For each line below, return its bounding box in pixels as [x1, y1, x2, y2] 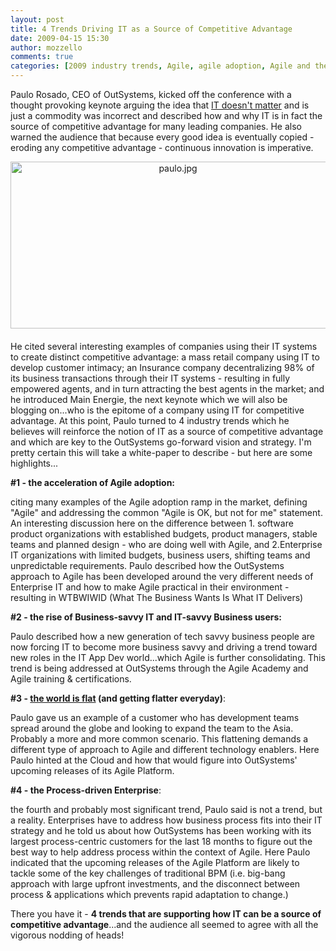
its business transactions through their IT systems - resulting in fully [10, 372, 291, 384]
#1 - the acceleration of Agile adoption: [10, 477, 176, 488]
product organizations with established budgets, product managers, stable [10, 528, 318, 540]
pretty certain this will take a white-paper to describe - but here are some [10, 447, 313, 458]
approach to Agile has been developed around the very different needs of [10, 571, 314, 582]
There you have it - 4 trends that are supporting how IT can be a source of [10, 908, 322, 920]
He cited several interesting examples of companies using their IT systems [10, 341, 318, 352]
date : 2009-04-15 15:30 [10, 33, 110, 43]
